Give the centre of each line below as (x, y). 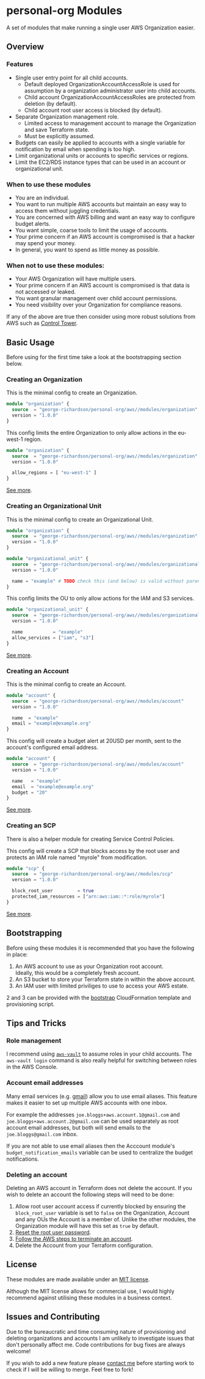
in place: (17, 954)
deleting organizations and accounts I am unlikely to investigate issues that (100, 1338)
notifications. (23, 1159)
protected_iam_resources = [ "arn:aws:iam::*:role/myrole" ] (88, 897)
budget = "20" (30, 793)
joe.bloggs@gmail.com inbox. (42, 1134)
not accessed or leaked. (45, 292)
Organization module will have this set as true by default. (87, 1226)
